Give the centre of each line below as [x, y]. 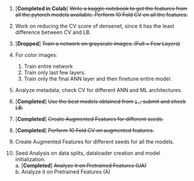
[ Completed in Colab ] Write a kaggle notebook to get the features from [101, 8]
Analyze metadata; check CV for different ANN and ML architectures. [98, 90]
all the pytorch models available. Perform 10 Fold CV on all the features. [101, 15]
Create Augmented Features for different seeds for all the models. [95, 142]
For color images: [36, 55]
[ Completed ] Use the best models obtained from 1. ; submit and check [101, 101]
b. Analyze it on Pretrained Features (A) [63, 172]
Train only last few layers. [55, 72]
